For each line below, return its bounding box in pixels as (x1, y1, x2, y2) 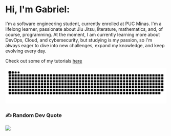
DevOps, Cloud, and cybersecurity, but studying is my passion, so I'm (5, 37, 153, 43)
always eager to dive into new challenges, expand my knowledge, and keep (5, 42, 165, 48)
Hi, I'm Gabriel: (5, 4, 70, 15)
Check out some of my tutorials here (5, 57, 82, 64)
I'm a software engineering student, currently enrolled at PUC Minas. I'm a (5, 21, 162, 27)
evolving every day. (5, 48, 47, 54)
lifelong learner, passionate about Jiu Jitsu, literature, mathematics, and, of (5, 26, 163, 32)
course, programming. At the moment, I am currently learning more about (5, 31, 160, 37)
